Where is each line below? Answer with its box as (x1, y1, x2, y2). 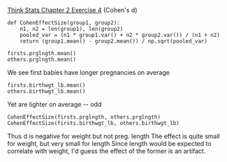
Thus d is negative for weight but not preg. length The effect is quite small (7, 132, 220, 140)
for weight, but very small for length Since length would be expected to (7, 140, 212, 147)
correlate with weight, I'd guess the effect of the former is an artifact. (7, 147, 206, 155)
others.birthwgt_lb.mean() (7, 88, 86, 95)
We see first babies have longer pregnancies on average (7, 68, 170, 76)
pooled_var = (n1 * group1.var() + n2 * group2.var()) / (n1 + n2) (20, 31, 220, 38)
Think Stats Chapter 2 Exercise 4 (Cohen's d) (7, 6, 138, 14)
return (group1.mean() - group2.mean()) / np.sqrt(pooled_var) (20, 38, 208, 45)
